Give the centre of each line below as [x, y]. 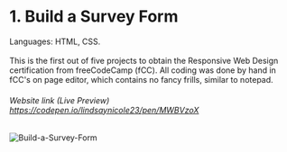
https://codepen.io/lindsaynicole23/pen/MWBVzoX [104, 110]
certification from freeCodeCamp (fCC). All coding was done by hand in [143, 70]
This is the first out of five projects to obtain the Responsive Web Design [144, 60]
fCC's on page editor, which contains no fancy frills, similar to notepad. [141, 79]
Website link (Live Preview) [60, 100]
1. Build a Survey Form [94, 17]
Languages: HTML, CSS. [55, 41]
